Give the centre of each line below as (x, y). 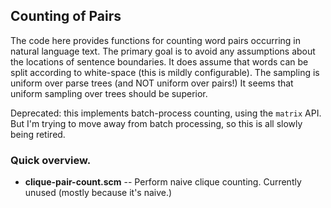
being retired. (38, 134)
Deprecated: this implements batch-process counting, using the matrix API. (166, 113)
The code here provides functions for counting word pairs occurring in (156, 40)
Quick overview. (51, 160)
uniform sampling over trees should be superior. (109, 93)
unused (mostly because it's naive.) (98, 193)
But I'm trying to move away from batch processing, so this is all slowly (156, 123)
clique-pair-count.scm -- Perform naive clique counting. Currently (163, 182)
